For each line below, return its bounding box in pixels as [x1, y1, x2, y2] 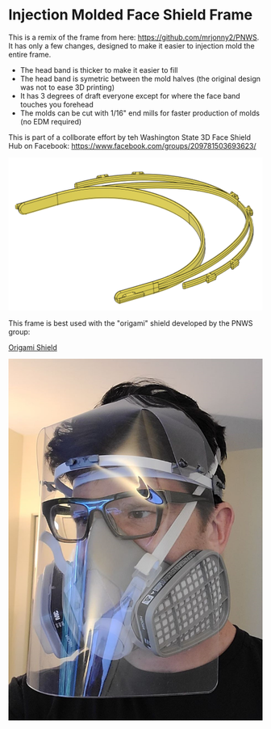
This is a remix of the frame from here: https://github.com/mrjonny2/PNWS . [8, 32, 260, 42]
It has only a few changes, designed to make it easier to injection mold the [8, 40, 256, 50]
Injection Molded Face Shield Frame [8, 6, 252, 24]
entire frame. [8, 49, 52, 59]
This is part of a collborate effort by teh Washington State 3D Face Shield [8, 132, 252, 142]
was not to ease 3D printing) [19, 82, 115, 92]
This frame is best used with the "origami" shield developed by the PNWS [8, 318, 253, 328]
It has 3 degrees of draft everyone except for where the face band [19, 91, 240, 100]
